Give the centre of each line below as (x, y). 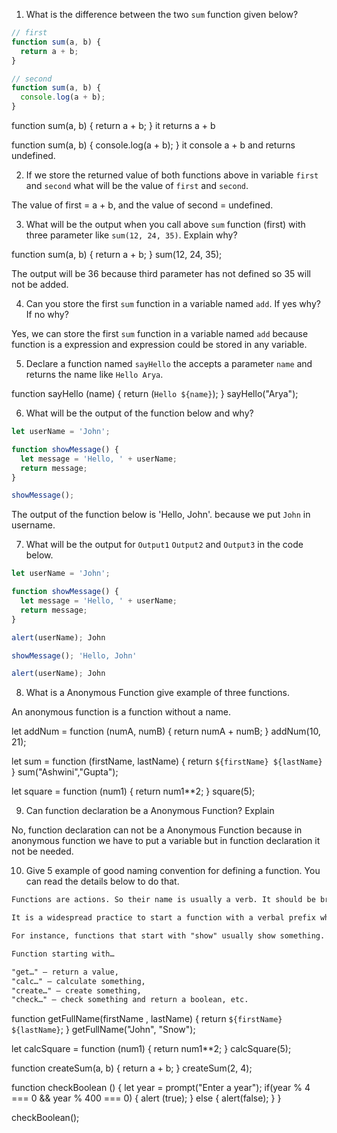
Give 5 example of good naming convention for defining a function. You (173, 871)
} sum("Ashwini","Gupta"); (65, 772)
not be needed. (42, 851)
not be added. (40, 284)
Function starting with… (63, 954)
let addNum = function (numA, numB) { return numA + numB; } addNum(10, (166, 731)
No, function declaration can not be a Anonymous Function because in (157, 830)
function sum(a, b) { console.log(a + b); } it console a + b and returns (153, 145)
